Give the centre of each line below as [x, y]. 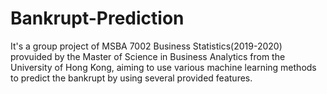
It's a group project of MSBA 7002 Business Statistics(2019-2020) [146, 46]
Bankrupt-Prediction [97, 18]
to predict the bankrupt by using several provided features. [131, 78]
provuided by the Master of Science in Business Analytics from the [148, 56]
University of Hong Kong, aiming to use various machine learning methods [163, 67]
